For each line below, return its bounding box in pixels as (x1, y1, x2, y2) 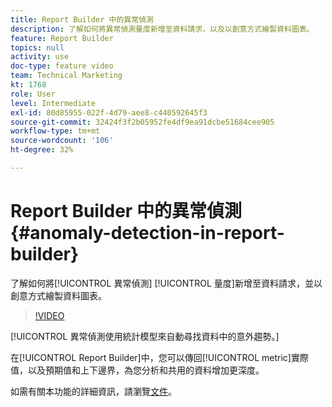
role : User (10, 89, 56, 99)
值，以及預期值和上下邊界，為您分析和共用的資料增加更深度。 (10, 364, 265, 376)
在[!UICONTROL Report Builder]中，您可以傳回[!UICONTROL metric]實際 (10, 351, 309, 363)
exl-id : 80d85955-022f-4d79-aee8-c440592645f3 (10, 107, 208, 118)
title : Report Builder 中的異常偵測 (10, 14, 154, 25)
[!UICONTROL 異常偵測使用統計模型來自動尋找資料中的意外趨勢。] (10, 330, 280, 342)
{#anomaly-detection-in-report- (10, 222, 285, 245)
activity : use (10, 52, 70, 62)
